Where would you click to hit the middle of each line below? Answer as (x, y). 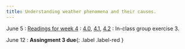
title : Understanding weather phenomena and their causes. (81, 12)
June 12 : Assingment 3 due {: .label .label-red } (65, 40)
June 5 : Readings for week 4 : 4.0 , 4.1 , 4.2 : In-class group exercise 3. (93, 28)
